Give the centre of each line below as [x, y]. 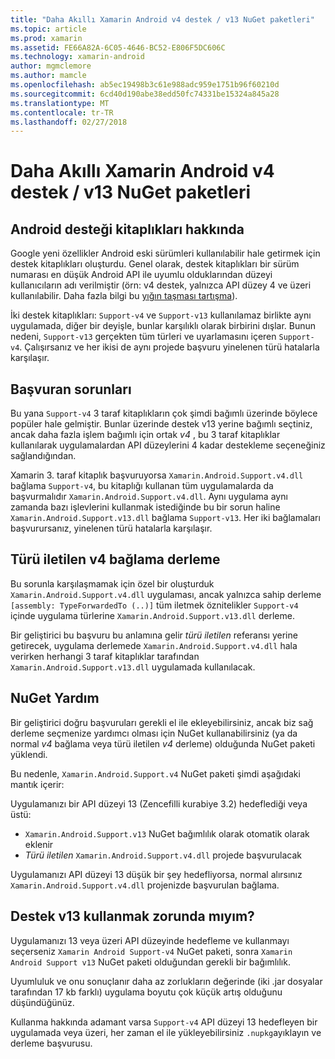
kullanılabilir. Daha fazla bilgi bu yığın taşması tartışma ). [124, 296]
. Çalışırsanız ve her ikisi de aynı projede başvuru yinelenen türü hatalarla [169, 347]
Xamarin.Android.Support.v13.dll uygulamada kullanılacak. [133, 667]
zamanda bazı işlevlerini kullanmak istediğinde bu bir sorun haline [145, 507]
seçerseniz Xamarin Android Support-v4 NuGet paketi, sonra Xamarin [151, 951]
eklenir [39, 844]
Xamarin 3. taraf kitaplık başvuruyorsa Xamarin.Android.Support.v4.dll [157, 475]
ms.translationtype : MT [60, 103]
